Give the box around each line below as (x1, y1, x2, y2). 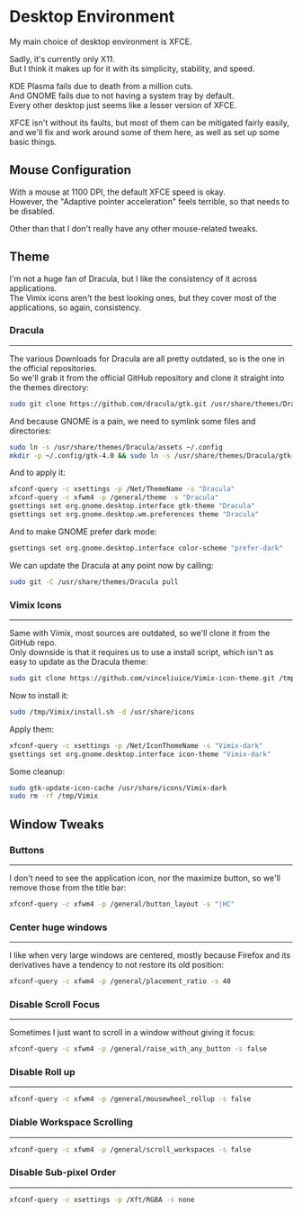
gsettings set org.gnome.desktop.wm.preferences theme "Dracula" (9, 510, 259, 519)
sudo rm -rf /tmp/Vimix (9, 791, 99, 801)
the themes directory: (9, 381, 90, 393)
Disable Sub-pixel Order (9, 1166, 117, 1179)
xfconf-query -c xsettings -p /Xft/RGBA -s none (9, 1195, 195, 1204)
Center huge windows (9, 921, 108, 934)
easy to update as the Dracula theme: (9, 656, 148, 668)
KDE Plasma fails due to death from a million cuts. (9, 80, 193, 91)
